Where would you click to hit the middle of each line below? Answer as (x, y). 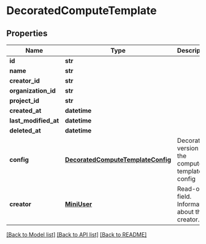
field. (184, 196)
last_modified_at (34, 120)
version (188, 148)
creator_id (25, 81)
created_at (25, 111)
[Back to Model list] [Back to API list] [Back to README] (77, 234)
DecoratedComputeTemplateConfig (118, 160)
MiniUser (78, 204)
